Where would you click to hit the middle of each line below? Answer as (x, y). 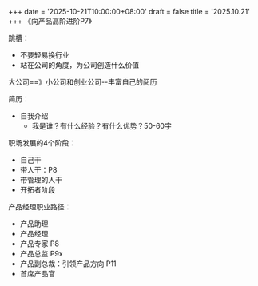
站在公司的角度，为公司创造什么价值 (79, 65)
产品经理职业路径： (40, 207)
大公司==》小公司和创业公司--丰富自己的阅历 (83, 82)
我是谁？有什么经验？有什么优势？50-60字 (101, 126)
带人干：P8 (38, 170)
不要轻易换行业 (44, 55)
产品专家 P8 (40, 244)
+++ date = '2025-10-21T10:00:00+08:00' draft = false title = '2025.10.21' (129, 12)
